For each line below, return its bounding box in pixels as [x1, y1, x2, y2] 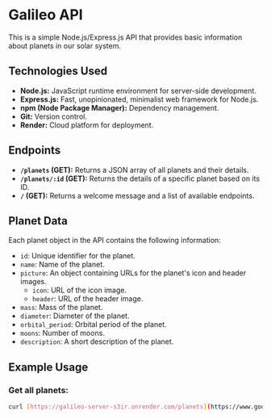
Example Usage [8, 360, 89, 374]
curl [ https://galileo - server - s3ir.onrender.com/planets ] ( [8, 403, 211, 411]
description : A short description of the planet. [19, 337, 174, 346]
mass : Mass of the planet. [19, 303, 103, 312]
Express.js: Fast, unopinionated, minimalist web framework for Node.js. [19, 94, 259, 104]
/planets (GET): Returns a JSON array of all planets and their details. [19, 165, 249, 174]
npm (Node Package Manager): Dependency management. [19, 103, 219, 112]
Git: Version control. [19, 111, 87, 121]
